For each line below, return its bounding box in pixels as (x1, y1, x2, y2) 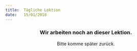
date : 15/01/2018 (5, 12, 47, 17)
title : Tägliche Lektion (5, 7, 60, 13)
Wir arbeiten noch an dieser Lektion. (39, 29, 132, 36)
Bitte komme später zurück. (57, 40, 115, 46)
